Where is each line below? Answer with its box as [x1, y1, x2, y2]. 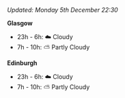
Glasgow [7, 19, 33, 27]
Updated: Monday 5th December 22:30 [7, 6, 118, 14]
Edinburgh [7, 59, 38, 67]
